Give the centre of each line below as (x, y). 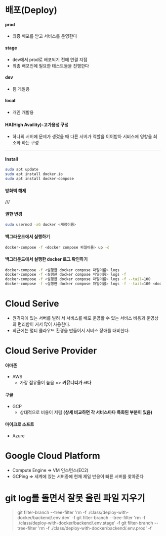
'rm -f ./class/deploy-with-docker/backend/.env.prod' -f (95, 528)
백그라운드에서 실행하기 (28, 237)
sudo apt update (22, 170)
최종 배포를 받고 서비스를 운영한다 (45, 36)
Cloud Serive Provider (51, 351)
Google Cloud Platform (53, 456)
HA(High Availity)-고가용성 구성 (37, 124)
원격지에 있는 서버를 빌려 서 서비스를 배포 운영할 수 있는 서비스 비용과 (79, 318)
